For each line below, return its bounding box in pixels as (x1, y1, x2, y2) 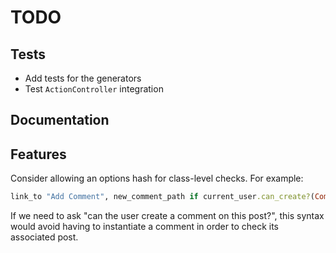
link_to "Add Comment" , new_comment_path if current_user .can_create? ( (10, 192, 315, 202)
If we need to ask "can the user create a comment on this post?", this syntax (10, 210, 325, 222)
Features (10, 146, 67, 163)
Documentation (10, 112, 110, 129)
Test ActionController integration (24, 83, 164, 95)
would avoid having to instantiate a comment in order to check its (10, 221, 279, 233)
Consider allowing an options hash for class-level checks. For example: (10, 172, 304, 185)
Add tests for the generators (24, 72, 142, 84)
